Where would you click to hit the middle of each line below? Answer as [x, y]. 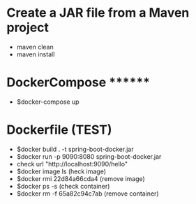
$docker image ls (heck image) [61, 171]
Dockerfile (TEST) [59, 130]
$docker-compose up [48, 102]
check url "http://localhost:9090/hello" [72, 164]
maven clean [35, 47]
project [28, 28]
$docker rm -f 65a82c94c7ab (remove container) [88, 194]
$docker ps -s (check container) [63, 186]
